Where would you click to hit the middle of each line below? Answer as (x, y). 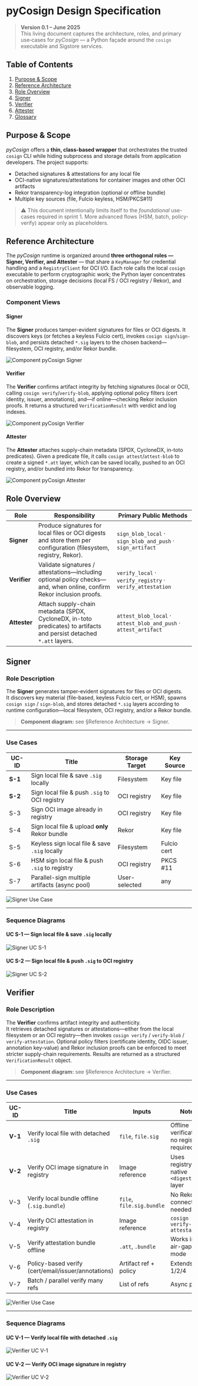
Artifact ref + (137, 1264)
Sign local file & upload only (70, 826)
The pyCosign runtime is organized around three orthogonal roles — (90, 256)
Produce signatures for (70, 525)
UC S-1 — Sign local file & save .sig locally (59, 934)
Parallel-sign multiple (61, 877)
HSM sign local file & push (67, 860)
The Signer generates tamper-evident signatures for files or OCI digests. (94, 692)
